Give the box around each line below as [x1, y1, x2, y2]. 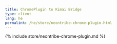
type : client [5, 11, 32, 16]
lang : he [5, 16, 23, 21]
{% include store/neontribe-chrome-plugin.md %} [5, 33, 106, 39]
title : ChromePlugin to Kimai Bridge [5, 7, 82, 12]
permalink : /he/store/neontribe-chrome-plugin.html [5, 20, 112, 25]
